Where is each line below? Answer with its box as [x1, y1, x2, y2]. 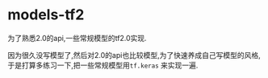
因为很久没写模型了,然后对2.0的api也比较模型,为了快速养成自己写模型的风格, [7, 50, 261, 60]
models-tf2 [7, 6, 85, 24]
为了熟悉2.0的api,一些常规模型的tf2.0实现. [7, 33, 147, 43]
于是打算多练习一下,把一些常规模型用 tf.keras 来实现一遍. [7, 60, 199, 70]
